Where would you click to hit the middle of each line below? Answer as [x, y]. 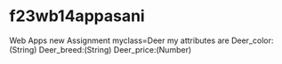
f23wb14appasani [77, 16]
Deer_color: [252, 40]
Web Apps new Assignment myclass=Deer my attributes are [119, 40]
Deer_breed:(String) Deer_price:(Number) [115, 49]
